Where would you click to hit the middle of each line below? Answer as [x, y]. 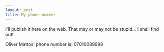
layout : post [19, 10]
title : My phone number [31, 15]
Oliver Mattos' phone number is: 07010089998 [54, 44]
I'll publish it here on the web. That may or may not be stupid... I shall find [82, 29]
